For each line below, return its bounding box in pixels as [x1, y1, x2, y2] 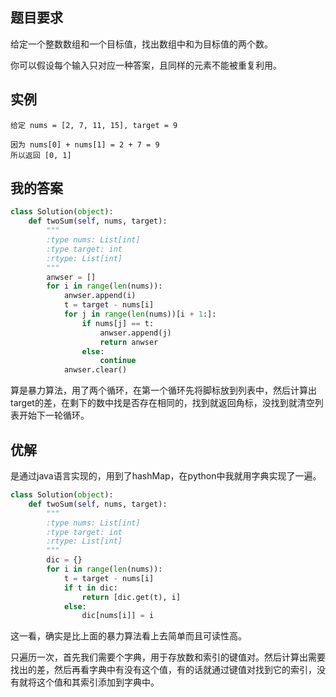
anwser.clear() [63, 365, 128, 375]
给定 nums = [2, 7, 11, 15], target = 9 [10, 120, 178, 130]
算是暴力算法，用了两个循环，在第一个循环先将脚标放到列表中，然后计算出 [10, 384, 317, 397]
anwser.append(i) [63, 291, 137, 301]
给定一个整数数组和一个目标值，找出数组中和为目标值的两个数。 [10, 38, 273, 50]
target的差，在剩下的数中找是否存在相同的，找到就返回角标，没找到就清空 [10, 397, 315, 409]
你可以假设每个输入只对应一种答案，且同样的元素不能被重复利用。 [10, 59, 282, 71]
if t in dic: [63, 583, 118, 593]
